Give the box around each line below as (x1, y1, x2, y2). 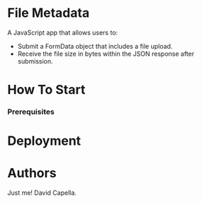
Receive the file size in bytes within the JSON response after (17, 49, 195, 58)
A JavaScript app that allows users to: (7, 28, 118, 37)
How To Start (7, 82, 86, 98)
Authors (7, 165, 57, 181)
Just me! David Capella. (7, 188, 77, 197)
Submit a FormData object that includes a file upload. (17, 42, 173, 50)
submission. (17, 56, 53, 65)
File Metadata (7, 5, 90, 21)
